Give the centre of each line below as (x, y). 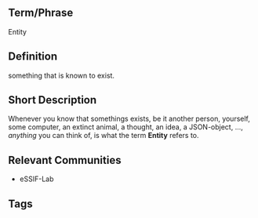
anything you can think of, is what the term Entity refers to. (104, 136)
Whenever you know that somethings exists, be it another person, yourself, (129, 119)
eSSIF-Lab (36, 179)
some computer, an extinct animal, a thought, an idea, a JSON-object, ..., (125, 127)
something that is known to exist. (62, 75)
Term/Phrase (41, 13)
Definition (33, 57)
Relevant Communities (65, 160)
